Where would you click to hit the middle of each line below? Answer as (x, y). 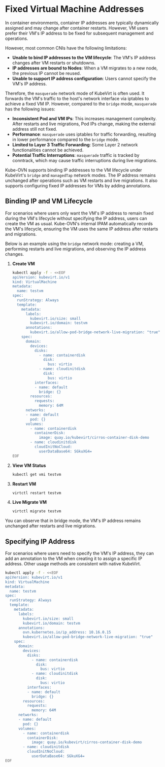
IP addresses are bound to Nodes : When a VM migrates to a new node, (85, 68)
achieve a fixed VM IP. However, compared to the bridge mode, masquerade (81, 104)
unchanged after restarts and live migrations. (51, 526)
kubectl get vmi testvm (37, 474)
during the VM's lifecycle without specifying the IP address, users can (76, 218)
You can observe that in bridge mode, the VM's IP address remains (73, 521)
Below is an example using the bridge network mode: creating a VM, (74, 244)
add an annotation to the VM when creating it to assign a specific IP (74, 558)
